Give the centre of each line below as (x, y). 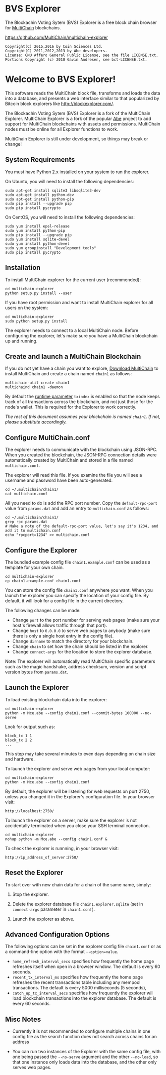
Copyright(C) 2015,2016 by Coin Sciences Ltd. (54, 46)
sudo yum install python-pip (35, 230)
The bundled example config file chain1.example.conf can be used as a (78, 562)
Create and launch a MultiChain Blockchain (73, 356)
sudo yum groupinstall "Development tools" (51, 248)
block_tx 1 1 (19, 736)
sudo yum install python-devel (37, 244)
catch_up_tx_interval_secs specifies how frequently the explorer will (83, 993)
